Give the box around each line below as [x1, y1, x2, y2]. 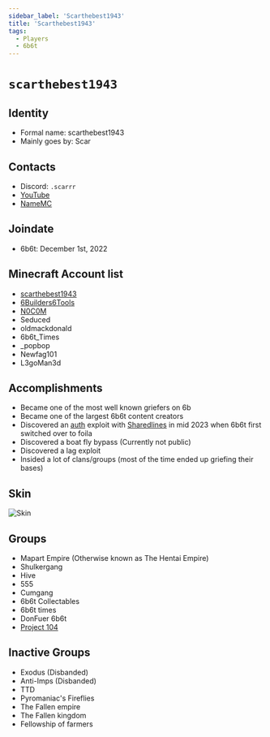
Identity [8, 106, 49, 120]
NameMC [19, 198, 53, 208]
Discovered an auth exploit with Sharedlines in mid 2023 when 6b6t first [19, 420, 262, 430]
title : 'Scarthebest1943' [8, 19, 96, 28]
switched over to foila [19, 429, 93, 438]
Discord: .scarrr [19, 181, 76, 191]
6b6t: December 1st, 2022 [19, 244, 108, 253]
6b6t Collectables [19, 597, 79, 606]
